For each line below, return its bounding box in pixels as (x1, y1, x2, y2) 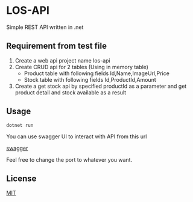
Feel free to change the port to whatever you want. (6, 156, 133, 163)
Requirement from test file (6, 41, 107, 51)
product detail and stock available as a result (14, 88, 127, 96)
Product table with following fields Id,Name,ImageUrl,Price (24, 70, 170, 77)
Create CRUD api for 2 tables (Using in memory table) (14, 63, 149, 70)
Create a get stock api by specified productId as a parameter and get (14, 82, 187, 90)
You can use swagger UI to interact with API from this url (6, 133, 147, 140)
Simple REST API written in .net (6, 23, 84, 31)
